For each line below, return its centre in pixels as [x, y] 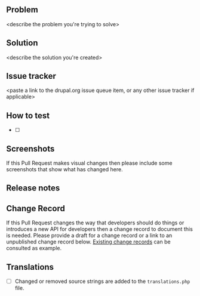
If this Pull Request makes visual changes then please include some [89, 163]
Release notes [33, 188]
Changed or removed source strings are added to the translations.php [102, 281]
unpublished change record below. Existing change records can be [89, 242]
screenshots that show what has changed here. [65, 169]
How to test [28, 115]
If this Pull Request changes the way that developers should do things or [95, 223]
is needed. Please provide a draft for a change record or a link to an [89, 236]
